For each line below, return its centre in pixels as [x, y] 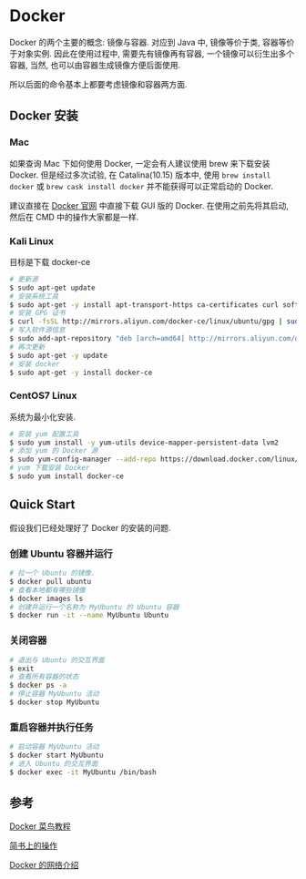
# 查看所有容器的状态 [44, 677]
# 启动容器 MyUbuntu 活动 [55, 747]
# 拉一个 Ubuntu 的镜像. [52, 573]
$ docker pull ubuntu [51, 581]
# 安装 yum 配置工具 [44, 434]
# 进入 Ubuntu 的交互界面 [54, 763]
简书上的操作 [33, 846]
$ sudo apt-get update [52, 288]
